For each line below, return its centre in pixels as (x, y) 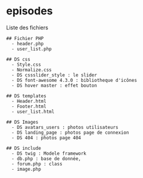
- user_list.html (33, 112)
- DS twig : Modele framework (49, 154)
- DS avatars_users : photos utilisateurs (65, 127)
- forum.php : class (37, 164)
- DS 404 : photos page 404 (46, 138)
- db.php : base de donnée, (46, 159)
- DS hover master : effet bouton (54, 85)
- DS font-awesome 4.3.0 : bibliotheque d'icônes (74, 80)
